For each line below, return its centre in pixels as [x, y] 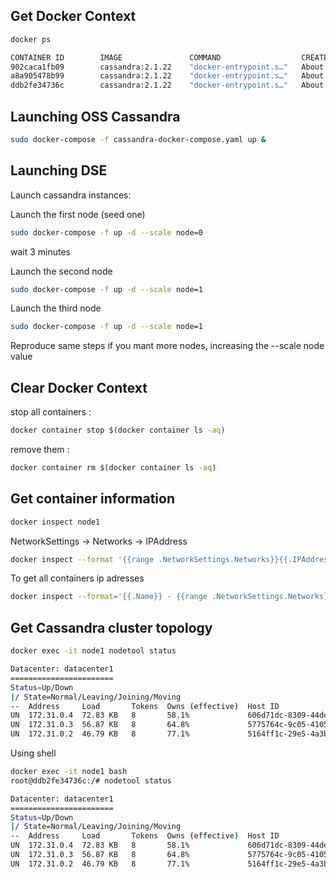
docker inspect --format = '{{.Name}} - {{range [109, 597]
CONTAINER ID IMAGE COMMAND [116, 57]
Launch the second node [61, 271]
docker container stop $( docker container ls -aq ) [118, 430]
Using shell [33, 753]
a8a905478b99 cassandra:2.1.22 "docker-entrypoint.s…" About [167, 76]
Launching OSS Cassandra [95, 116]
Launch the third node [56, 308]
